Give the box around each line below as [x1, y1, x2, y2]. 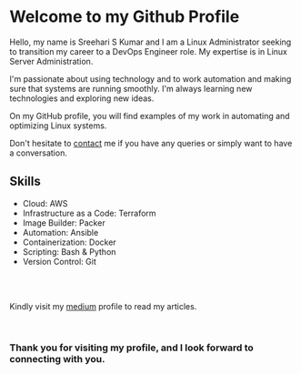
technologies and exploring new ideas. [9, 93, 155, 104]
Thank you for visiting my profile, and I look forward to [9, 341, 255, 354]
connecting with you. [9, 352, 105, 365]
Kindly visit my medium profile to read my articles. [9, 300, 197, 311]
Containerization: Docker [22, 237, 116, 248]
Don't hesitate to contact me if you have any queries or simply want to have [9, 137, 293, 148]
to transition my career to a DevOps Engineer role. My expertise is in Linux [9, 45, 288, 56]
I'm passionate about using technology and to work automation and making [9, 73, 292, 84]
